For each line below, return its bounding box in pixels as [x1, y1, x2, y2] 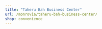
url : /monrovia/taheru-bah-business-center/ [5, 12, 98, 17]
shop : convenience [5, 16, 43, 21]
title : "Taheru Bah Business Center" [5, 7, 82, 12]
